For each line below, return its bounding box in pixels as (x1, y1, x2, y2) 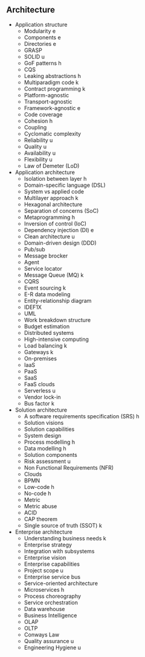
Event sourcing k (24, 284, 66, 291)
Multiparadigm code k (24, 79, 79, 86)
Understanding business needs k (24, 534, 107, 542)
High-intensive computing (24, 335, 89, 343)
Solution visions (24, 419, 64, 426)
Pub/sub (24, 245, 45, 253)
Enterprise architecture (14, 528, 72, 536)
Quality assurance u (24, 637, 74, 644)
